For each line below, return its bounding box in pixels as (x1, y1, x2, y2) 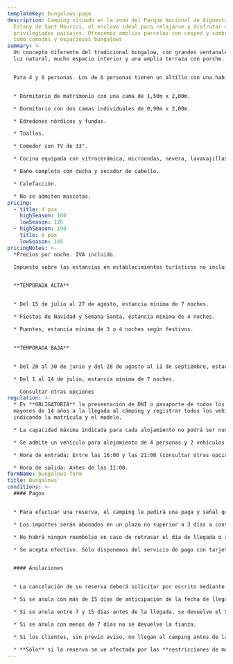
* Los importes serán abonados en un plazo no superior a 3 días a (13, 521, 213, 528)
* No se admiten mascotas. (13, 192, 92, 200)
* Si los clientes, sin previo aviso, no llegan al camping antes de (13, 633, 218, 640)
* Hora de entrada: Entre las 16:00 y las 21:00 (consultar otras (13, 451, 209, 458)
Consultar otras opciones (19, 388, 95, 395)
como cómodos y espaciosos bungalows (13, 36, 123, 43)
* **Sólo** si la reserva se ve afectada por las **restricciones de (13, 646, 218, 653)
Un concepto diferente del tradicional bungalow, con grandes (13, 49, 197, 56)
